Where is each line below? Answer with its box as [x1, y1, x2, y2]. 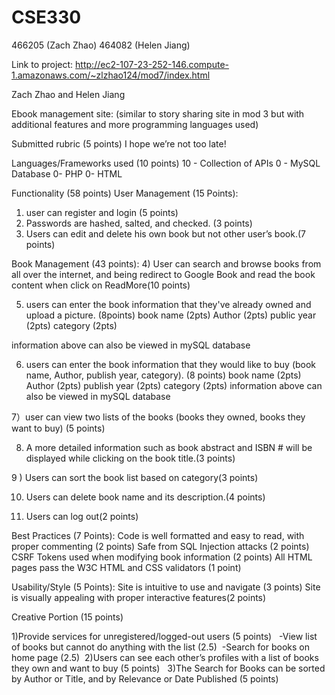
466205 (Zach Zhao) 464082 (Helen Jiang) [11, 39, 191, 51]
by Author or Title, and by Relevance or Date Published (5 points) [11, 672, 279, 685]
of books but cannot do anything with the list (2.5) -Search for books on [11, 641, 310, 653]
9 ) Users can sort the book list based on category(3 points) [11, 471, 259, 483]
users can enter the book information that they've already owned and [25, 298, 312, 310]
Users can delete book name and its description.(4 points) [25, 491, 266, 503]
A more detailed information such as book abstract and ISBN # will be [25, 441, 313, 453]
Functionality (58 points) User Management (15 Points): [11, 187, 239, 199]
